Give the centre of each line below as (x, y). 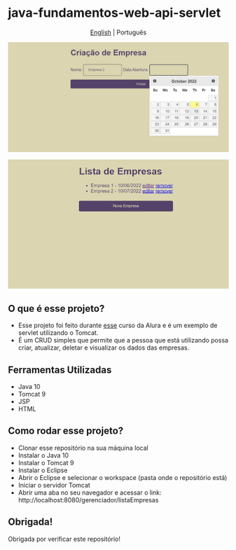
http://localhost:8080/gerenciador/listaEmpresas (88, 500)
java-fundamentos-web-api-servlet (114, 13)
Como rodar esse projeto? (66, 431)
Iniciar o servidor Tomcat (54, 485)
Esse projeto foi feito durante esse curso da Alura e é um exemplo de (118, 325)
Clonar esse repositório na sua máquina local (83, 448)
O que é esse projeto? (56, 309)
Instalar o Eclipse (43, 470)
